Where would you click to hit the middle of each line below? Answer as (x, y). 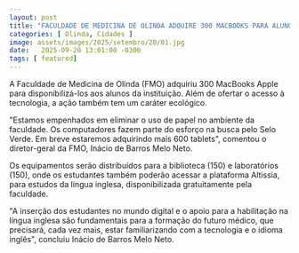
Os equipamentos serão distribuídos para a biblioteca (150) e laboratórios (144, 166)
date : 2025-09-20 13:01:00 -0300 (75, 51)
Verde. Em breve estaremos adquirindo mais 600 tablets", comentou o (138, 139)
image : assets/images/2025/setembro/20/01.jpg (97, 42)
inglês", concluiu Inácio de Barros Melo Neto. (92, 239)
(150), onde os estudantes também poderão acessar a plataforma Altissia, (145, 175)
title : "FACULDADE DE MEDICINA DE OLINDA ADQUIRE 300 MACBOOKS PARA (139, 26)
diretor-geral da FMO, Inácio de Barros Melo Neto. (101, 148)
